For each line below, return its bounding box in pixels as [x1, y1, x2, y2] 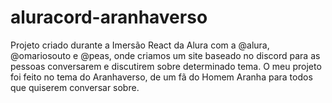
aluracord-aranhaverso [10, 6, 208, 29]
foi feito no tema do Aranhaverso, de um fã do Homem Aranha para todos [10, 71, 313, 83]
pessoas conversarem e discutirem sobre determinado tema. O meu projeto [10, 60, 322, 72]
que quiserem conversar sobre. [10, 81, 140, 93]
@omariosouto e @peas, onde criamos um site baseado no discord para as [10, 49, 321, 61]
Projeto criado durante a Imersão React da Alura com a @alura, [10, 39, 270, 51]
